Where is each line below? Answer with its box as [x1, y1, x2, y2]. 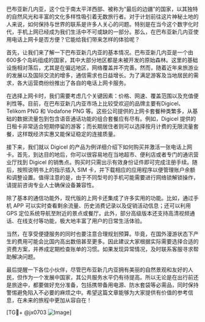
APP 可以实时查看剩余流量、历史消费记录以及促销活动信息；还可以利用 [13, 202, 191, 209]
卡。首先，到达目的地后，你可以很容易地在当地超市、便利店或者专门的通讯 [6, 151, 193, 158]
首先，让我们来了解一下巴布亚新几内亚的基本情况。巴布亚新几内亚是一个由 [6, 49, 193, 56]
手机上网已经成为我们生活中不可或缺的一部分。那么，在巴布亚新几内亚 [16, 28, 193, 35]
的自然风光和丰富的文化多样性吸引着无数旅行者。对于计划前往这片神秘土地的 [6, 13, 199, 20]
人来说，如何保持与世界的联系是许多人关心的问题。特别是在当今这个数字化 [6, 21, 193, 27]
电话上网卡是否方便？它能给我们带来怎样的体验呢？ [11, 36, 140, 43]
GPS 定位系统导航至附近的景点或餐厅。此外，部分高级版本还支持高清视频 [6, 210, 190, 216]
